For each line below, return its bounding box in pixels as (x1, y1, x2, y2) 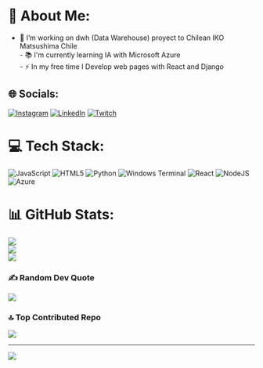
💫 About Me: (8, 7, 91, 25)
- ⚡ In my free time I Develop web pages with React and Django (19, 62, 225, 71)
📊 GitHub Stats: (8, 205, 115, 223)
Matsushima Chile (19, 41, 77, 50)
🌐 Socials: (8, 88, 59, 101)
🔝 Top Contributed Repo (8, 312, 102, 323)
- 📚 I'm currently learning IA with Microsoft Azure (19, 50, 181, 60)
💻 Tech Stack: (8, 137, 105, 155)
